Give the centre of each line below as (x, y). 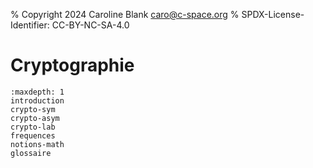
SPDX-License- (273, 14)
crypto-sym (33, 109)
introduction (37, 100)
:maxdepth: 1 (37, 92)
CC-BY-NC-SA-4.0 (90, 25)
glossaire (31, 153)
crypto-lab (33, 127)
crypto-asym (35, 118)
